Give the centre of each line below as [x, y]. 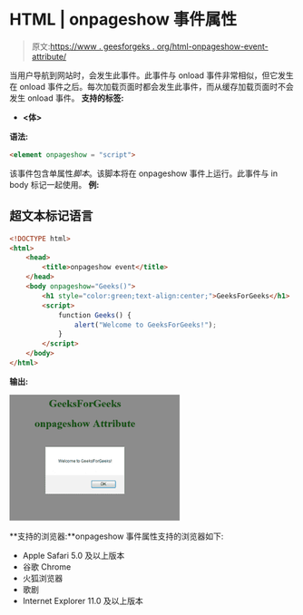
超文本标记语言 [51, 216]
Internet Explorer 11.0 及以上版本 [83, 600]
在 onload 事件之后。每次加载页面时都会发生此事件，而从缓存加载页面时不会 [151, 86]
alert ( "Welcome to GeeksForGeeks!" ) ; [146, 325]
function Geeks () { [94, 315]
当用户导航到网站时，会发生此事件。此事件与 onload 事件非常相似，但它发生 [151, 75]
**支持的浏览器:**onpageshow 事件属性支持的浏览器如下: [117, 536]
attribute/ [49, 56]
